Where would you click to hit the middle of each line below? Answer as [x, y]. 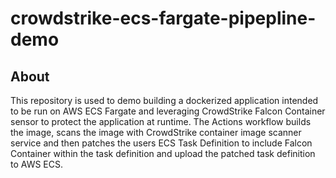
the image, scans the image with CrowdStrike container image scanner [156, 132]
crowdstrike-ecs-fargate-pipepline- [163, 18]
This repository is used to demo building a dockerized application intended [164, 100]
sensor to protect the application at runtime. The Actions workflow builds [161, 121]
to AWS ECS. [37, 164]
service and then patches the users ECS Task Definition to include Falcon [161, 143]
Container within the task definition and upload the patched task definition [163, 153]
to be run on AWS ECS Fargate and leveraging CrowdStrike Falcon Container [168, 111]
